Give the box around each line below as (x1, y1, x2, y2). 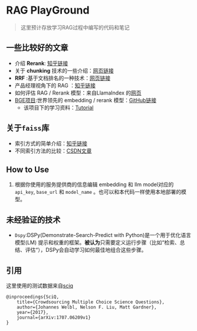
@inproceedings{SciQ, (6, 294, 60, 300)
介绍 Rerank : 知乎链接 (14, 60, 68, 67)
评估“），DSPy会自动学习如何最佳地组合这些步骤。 (25, 246, 147, 254)
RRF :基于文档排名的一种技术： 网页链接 (14, 74, 111, 82)
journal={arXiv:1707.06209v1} (17, 314, 91, 320)
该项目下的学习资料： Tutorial (23, 104, 94, 111)
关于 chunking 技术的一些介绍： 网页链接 (14, 67, 114, 74)
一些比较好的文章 (6, 43, 68, 53)
